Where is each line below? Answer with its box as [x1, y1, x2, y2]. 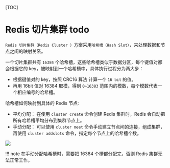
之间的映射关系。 [9, 48, 46, 54]
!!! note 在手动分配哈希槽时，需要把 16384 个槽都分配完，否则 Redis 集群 [5, 151, 158, 157]
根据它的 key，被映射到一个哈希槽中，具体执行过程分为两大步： [9, 65, 144, 71]
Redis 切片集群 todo [5, 24, 89, 35]
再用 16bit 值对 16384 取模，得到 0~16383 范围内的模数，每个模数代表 [12, 82, 158, 89]
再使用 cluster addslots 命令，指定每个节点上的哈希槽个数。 [12, 130, 142, 136]
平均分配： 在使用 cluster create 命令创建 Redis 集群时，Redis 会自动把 [12, 111, 165, 117]
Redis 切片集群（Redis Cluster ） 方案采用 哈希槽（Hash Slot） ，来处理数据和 [5, 41, 161, 48]
